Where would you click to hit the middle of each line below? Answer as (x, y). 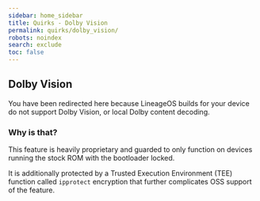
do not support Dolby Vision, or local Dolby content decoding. (109, 112)
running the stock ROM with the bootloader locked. (92, 158)
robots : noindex (35, 38)
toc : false (26, 52)
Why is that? (33, 132)
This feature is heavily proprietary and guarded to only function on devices (130, 150)
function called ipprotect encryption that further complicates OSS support (130, 182)
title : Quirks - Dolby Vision (58, 23)
